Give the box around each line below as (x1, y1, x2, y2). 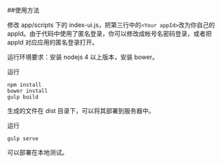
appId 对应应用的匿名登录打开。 (7, 38, 99, 46)
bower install (7, 87, 49, 94)
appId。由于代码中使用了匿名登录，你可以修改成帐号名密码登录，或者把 (7, 30, 212, 37)
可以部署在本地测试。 (7, 148, 68, 156)
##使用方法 (7, 6, 40, 14)
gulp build (7, 94, 39, 101)
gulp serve (7, 135, 39, 142)
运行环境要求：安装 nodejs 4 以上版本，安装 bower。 (7, 53, 159, 61)
